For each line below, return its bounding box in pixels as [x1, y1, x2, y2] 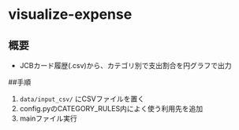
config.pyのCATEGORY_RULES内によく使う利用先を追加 [19, 104, 204, 113]
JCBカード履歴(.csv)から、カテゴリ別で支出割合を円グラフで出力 [19, 61, 232, 70]
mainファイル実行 [19, 114, 77, 123]
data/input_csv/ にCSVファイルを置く [19, 94, 144, 103]
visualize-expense [8, 5, 133, 23]
